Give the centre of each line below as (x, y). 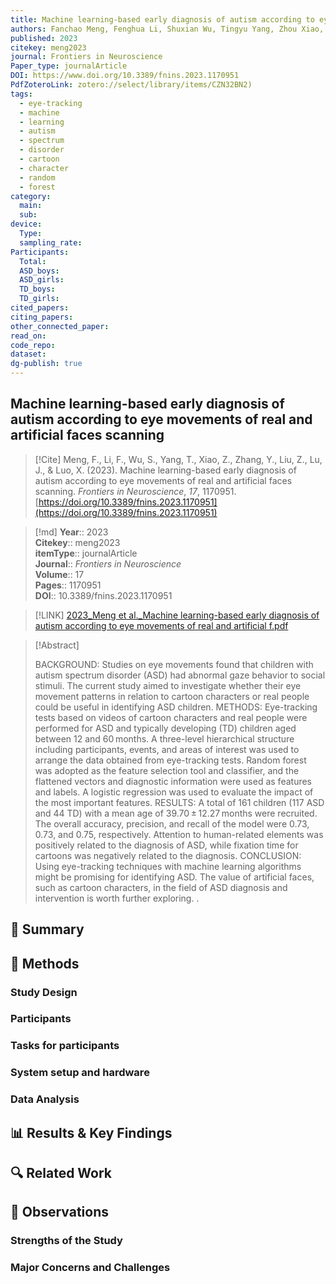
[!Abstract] (57, 645)
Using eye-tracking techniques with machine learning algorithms (168, 866)
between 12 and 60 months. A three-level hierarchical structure (164, 738)
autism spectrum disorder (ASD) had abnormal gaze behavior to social (180, 675)
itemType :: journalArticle (86, 553)
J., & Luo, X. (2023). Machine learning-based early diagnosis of (165, 470)
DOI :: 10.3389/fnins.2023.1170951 (103, 595)
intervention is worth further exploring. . (117, 898)
